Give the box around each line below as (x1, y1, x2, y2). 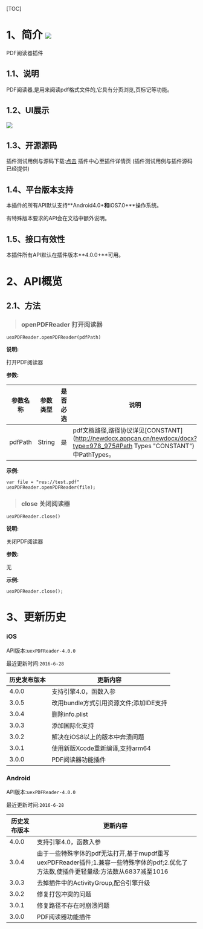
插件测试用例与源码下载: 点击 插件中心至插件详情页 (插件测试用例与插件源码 (6, 157, 193, 165)
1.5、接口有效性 (6, 234, 65, 244)
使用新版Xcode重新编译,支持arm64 (51, 744, 151, 752)
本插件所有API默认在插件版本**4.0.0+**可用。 (6, 251, 124, 258)
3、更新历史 (6, 610, 66, 624)
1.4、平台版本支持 (6, 184, 74, 195)
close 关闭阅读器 (21, 499, 71, 507)
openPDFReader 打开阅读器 (21, 320, 103, 328)
